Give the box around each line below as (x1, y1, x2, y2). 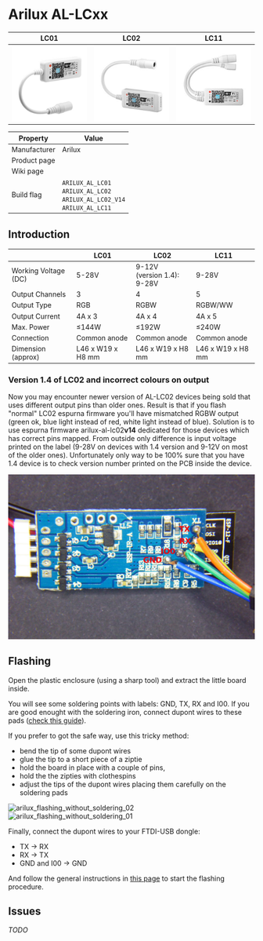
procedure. (8, 881, 45, 892)
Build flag (11, 190, 42, 199)
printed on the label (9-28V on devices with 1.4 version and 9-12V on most (8, 442, 248, 452)
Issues (8, 904, 41, 917)
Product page (11, 155, 56, 166)
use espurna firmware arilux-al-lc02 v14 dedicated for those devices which (8, 425, 250, 435)
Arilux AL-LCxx (8, 5, 109, 24)
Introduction (8, 228, 70, 241)
